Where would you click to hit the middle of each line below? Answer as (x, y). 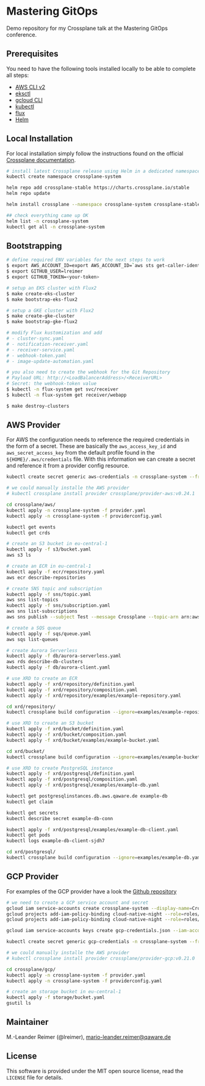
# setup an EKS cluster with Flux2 (52, 288)
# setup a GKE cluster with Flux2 (50, 310)
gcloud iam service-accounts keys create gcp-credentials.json (88, 931)
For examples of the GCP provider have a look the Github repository (92, 891)
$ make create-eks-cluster (41, 294)
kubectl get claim (30, 802)
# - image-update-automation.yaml (50, 361)
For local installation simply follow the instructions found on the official (95, 153)
